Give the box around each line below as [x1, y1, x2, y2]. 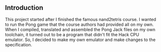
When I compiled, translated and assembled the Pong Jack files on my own [5, 26, 156, 32]
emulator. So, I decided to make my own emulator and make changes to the [5, 37, 156, 42]
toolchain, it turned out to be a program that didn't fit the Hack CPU [5, 31, 140, 37]
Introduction [5, 4, 44, 12]
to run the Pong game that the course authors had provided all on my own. [5, 21, 154, 27]
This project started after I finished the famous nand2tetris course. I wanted [5, 16, 157, 22]
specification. [5, 42, 32, 47]
